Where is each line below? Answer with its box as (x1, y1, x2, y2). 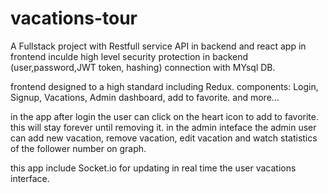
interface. (10, 172, 50, 184)
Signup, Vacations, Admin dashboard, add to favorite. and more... (10, 91, 280, 103)
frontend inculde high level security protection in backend (10, 50, 249, 62)
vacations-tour (10, 7, 138, 30)
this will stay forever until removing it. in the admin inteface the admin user (10, 121, 317, 133)
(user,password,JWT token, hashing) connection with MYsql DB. (10, 61, 276, 73)
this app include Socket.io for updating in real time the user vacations (10, 162, 297, 174)
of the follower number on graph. (10, 142, 147, 154)
